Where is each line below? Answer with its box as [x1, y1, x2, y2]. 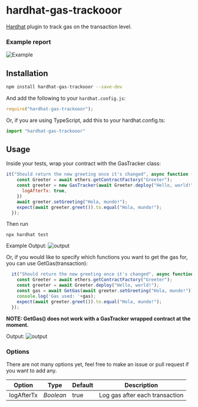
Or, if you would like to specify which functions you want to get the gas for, [6, 254, 188, 261]
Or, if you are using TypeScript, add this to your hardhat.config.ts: [6, 116, 166, 124]
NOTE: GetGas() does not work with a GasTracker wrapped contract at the [6, 315, 191, 322]
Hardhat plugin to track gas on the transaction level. [6, 23, 132, 30]
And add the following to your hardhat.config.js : [6, 94, 126, 101]
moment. [6, 321, 29, 328]
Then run [6, 221, 28, 228]
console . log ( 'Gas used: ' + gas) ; [16, 293, 96, 299]
